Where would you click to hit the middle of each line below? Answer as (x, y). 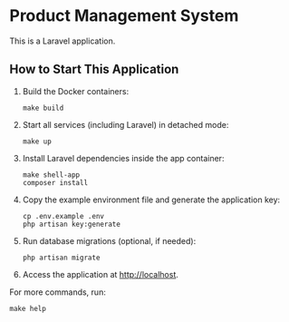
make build (43, 108)
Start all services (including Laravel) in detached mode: (125, 124)
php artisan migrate (61, 258)
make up (37, 141)
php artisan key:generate (71, 224)
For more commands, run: (58, 292)
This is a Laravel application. (63, 41)
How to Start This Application (94, 69)
